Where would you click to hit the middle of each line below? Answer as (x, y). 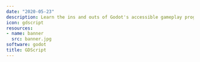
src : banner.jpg (32, 39)
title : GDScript (26, 50)
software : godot (26, 45)
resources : (20, 28)
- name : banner (25, 34)
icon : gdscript (25, 22)
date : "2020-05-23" (30, 12)
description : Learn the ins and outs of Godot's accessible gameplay (94, 17)
